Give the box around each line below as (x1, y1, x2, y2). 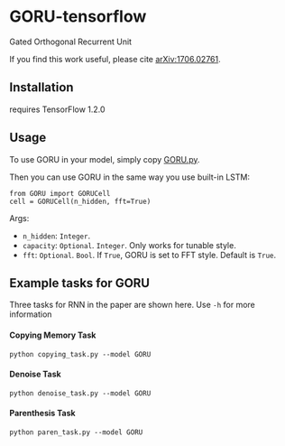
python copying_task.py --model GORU (9, 349, 152, 358)
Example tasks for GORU (9, 275, 151, 291)
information (9, 309, 52, 320)
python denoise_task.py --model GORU (9, 388, 152, 398)
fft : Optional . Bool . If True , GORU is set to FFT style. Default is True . (22, 249, 277, 260)
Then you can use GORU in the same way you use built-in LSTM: (9, 172, 251, 182)
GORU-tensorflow (9, 6, 147, 27)
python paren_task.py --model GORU (9, 427, 143, 437)
